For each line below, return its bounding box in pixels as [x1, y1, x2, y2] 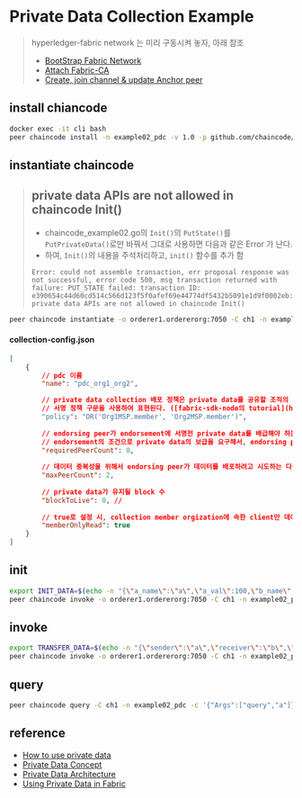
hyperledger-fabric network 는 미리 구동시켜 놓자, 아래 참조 [31, 37, 244, 48]
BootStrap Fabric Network [44, 55, 142, 66]
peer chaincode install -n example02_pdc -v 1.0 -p [9, 132, 207, 141]
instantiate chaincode [9, 157, 135, 173]
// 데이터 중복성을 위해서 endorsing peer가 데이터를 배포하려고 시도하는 [41, 462, 282, 471]
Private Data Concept [22, 758, 102, 770]
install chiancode [9, 101, 108, 116]
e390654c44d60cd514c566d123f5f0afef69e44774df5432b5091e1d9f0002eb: [31, 291, 294, 300]
